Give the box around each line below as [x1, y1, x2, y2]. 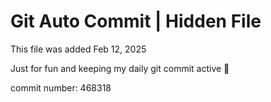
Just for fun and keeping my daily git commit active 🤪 [10, 62, 230, 74]
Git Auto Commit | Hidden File [10, 10, 262, 33]
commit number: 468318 [10, 81, 112, 94]
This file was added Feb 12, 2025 [10, 43, 147, 55]
